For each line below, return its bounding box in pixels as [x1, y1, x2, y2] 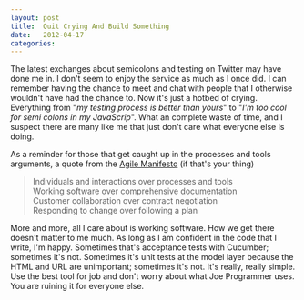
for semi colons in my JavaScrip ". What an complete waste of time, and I [10, 112, 283, 123]
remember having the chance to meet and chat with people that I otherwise [10, 83, 293, 94]
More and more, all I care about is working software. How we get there [10, 223, 275, 234]
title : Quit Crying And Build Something [10, 22, 170, 31]
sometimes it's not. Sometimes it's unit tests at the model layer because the [10, 252, 294, 263]
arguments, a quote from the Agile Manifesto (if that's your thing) [10, 158, 255, 169]
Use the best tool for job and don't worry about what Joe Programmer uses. [10, 271, 295, 282]
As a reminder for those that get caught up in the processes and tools [10, 149, 271, 160]
